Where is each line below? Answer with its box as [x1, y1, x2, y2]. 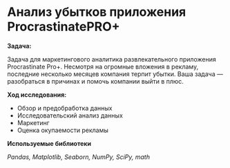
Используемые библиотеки [7, 139, 92, 147]
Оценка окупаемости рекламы [17, 126, 109, 134]
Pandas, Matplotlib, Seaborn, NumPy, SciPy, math [7, 153, 151, 161]
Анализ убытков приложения [7, 4, 186, 20]
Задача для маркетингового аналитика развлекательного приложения [7, 55, 216, 63]
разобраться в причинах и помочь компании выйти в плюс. [7, 77, 184, 85]
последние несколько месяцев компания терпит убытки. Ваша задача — [7, 70, 223, 78]
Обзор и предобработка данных [17, 104, 113, 112]
